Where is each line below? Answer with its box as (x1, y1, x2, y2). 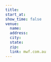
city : (10, 35, 22, 40)
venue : (5, 21, 19, 26)
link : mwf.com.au (10, 49, 46, 54)
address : (10, 30, 28, 35)
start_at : (5, 12, 26, 17)
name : (10, 26, 22, 31)
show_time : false (5, 16, 42, 21)
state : (10, 40, 24, 45)
